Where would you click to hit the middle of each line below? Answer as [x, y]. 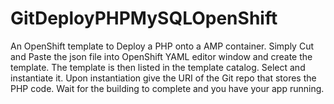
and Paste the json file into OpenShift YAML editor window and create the [161, 56]
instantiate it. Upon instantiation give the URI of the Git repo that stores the [163, 78]
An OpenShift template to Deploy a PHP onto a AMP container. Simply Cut [162, 46]
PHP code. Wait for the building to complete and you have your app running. [167, 88]
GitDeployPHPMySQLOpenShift [144, 18]
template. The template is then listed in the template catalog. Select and [158, 67]
